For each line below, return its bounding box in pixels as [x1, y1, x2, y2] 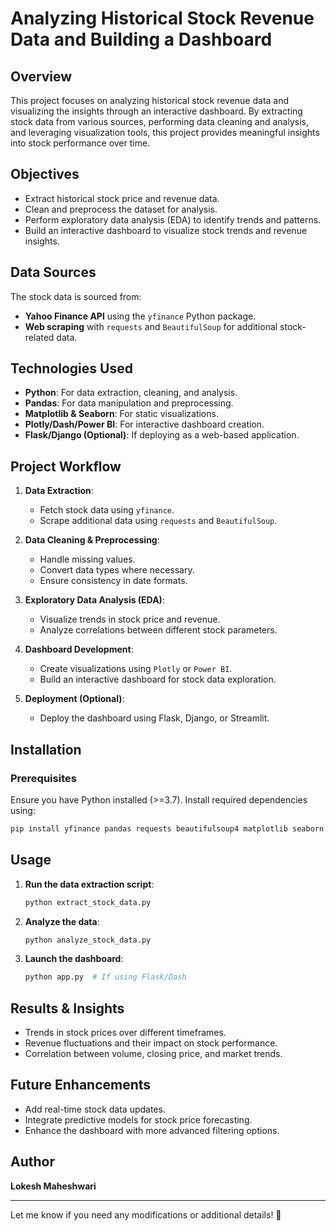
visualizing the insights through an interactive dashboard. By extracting [10, 105, 303, 117]
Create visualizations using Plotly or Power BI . [39, 663, 233, 675]
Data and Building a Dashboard [10, 28, 273, 51]
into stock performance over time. [10, 137, 151, 149]
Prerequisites [10, 771, 77, 785]
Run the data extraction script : [24, 878, 155, 890]
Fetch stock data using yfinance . [39, 504, 175, 516]
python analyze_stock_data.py [24, 935, 152, 945]
